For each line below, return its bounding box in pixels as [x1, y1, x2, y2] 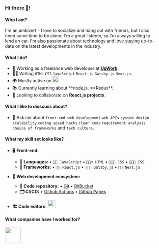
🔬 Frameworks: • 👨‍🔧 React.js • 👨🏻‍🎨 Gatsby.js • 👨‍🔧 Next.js [19, 164, 141, 170]
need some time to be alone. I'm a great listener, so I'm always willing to [5, 33, 151, 39]
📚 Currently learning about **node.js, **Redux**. [12, 85, 114, 91]
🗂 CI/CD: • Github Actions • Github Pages [19, 188, 106, 194]
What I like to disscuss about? [5, 103, 68, 109]
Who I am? [5, 17, 27, 23]
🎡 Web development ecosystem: [12, 173, 80, 179]
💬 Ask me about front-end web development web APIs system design [12, 114, 149, 120]
